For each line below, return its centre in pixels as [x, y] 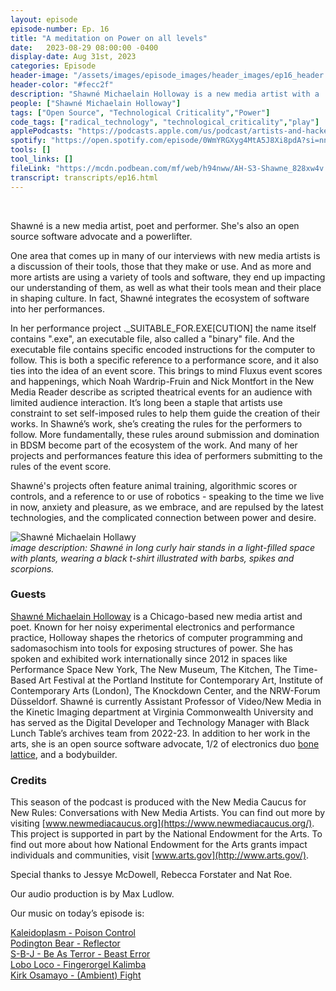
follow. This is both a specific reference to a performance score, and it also [165, 360]
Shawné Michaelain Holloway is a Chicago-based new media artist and [156, 616]
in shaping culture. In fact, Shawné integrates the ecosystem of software [160, 298]
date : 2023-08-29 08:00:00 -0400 [84, 47]
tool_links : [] [42, 159]
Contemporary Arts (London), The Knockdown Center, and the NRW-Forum [165, 690]
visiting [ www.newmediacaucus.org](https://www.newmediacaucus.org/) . [162, 823]
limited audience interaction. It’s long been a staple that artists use [146, 402]
